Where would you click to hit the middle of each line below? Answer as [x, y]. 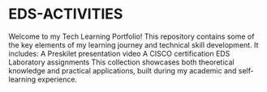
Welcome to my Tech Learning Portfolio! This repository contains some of [131, 36]
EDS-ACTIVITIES [66, 14]
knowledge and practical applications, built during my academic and [123, 70]
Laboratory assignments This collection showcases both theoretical [121, 62]
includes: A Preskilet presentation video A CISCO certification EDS [119, 53]
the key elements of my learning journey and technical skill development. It [133, 44]
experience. [58, 79]
